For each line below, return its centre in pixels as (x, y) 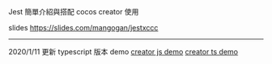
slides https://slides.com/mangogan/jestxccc (83, 28)
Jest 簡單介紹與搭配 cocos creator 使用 (74, 12)
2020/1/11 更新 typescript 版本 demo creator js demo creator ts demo (123, 52)
